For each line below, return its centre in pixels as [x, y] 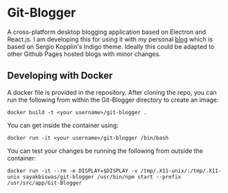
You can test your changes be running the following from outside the [105, 151]
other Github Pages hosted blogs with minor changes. [84, 54]
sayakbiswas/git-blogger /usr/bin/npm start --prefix [102, 177]
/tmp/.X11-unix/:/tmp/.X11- [181, 171]
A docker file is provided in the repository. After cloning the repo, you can [112, 92]
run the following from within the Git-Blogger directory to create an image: [113, 100]
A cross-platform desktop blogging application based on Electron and [107, 32]
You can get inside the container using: [63, 125]
